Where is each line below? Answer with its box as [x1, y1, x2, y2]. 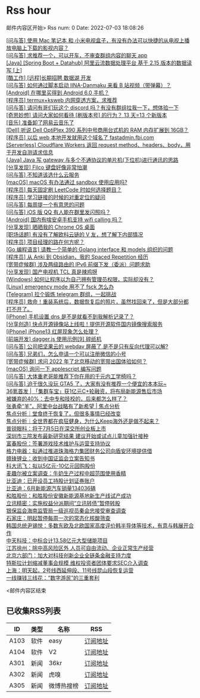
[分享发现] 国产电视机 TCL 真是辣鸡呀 [6, 268, 98, 275]
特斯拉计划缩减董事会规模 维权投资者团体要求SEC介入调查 [6, 559, 149, 566]
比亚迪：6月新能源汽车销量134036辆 [6, 484, 96, 491]
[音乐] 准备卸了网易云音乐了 [6, 119, 74, 126]
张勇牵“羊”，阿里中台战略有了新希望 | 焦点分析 [6, 402, 120, 410]
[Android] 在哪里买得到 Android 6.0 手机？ [6, 89, 110, 96]
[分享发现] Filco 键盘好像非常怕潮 [6, 164, 87, 171]
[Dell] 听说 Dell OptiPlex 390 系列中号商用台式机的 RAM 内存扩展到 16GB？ [6, 126, 189, 133]
